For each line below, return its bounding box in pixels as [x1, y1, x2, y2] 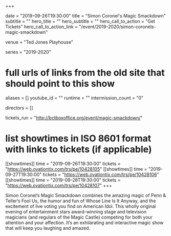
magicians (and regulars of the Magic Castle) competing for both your [5, 214, 153, 220]
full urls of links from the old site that [5, 67, 165, 78]
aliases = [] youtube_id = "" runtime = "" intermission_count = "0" [5, 94, 144, 101]
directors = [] [5, 105, 33, 111]
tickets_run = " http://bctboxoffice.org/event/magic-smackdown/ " [5, 114, 143, 121]
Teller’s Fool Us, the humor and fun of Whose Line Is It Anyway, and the [5, 198, 156, 204]
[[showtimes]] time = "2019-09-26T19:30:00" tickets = [5, 160, 121, 167]
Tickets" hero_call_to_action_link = [5, 24, 78, 30]
